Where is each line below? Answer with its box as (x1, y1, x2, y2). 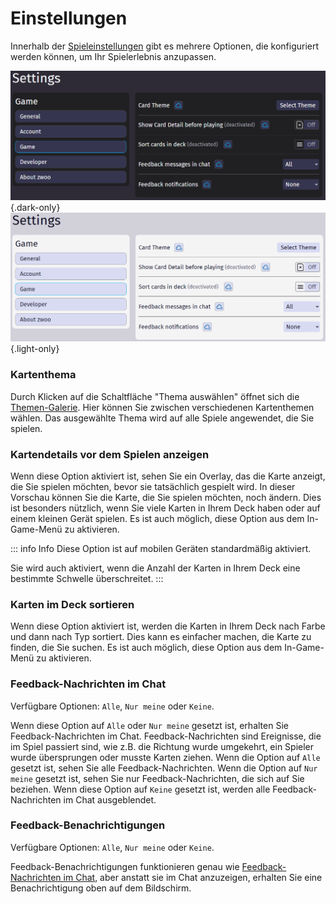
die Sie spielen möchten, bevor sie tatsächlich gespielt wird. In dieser (10, 480, 296, 492)
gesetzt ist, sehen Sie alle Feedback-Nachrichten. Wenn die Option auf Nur (10, 762, 318, 774)
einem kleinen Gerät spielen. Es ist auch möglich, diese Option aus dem (10, 512, 305, 524)
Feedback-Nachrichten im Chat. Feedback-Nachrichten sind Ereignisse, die (10, 730, 322, 742)
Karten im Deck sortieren (10, 597, 135, 611)
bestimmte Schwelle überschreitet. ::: (10, 572, 164, 584)
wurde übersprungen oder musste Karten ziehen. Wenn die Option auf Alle (10, 751, 321, 763)
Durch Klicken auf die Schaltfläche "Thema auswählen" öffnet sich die (10, 390, 300, 402)
